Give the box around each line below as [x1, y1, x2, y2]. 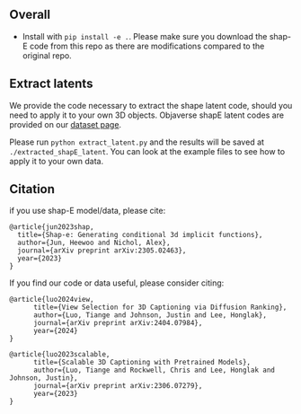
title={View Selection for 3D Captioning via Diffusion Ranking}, [32, 303, 288, 313]
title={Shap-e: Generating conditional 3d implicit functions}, [17, 231, 263, 240]
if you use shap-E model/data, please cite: [9, 206, 166, 216]
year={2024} [32, 327, 78, 336]
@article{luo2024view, [9, 295, 94, 304]
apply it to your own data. [9, 155, 104, 166]
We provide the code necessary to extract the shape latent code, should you [9, 100, 293, 110]
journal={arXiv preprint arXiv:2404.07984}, [32, 319, 203, 328]
